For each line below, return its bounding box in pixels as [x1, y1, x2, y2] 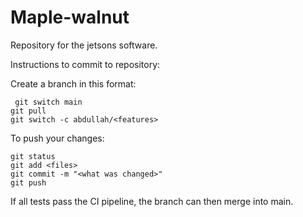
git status [10, 151, 56, 161]
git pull [10, 106, 47, 116]
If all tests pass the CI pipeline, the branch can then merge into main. [10, 195, 294, 207]
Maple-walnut [10, 6, 130, 29]
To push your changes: [10, 132, 105, 144]
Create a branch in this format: [10, 77, 137, 90]
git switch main [14, 97, 83, 107]
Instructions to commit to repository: [10, 58, 161, 70]
